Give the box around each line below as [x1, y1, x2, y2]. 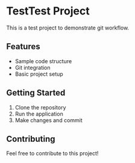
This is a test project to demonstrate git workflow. [6, 24, 130, 31]
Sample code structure [14, 57, 72, 64]
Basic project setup [14, 70, 63, 78]
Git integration [14, 64, 51, 71]
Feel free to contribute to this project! [6, 150, 99, 157]
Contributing [6, 134, 55, 144]
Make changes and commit [14, 116, 83, 124]
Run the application [14, 110, 63, 117]
